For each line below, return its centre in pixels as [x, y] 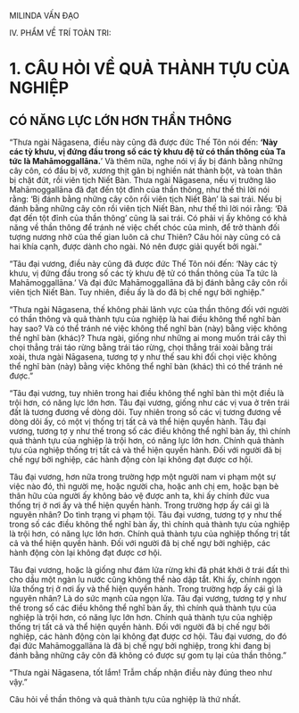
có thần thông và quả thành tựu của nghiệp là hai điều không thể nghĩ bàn [145, 319]
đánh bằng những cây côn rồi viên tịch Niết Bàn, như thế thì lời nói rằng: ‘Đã [149, 208]
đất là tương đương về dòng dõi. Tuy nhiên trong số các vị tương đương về [145, 412]
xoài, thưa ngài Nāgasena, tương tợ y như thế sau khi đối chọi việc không [143, 357]
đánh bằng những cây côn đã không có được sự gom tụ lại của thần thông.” [148, 655]
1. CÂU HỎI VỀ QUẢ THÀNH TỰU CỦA [149, 69]
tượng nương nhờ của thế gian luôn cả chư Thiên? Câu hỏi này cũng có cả [145, 237]
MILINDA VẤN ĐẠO [44, 16]
